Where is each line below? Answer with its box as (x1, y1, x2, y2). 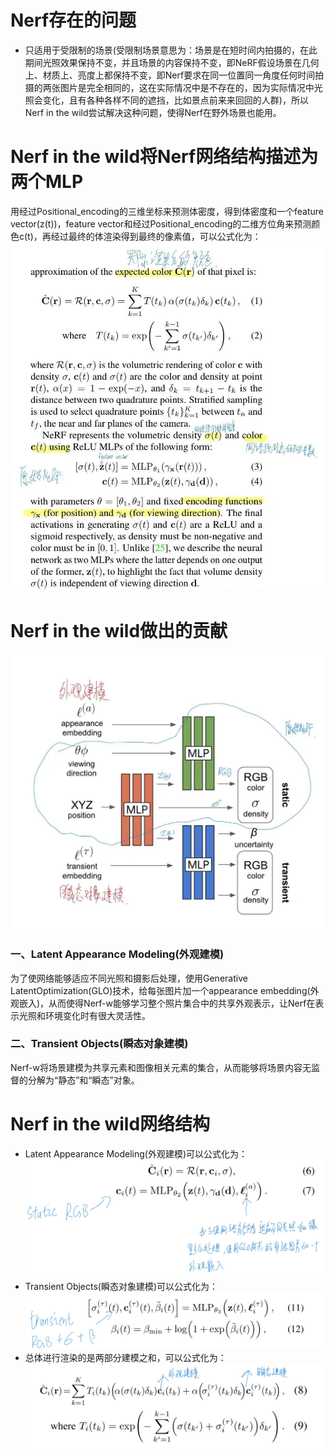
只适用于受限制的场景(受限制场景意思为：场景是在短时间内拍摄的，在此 (24, 44, 318, 56)
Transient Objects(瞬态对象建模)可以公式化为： (24, 1280, 219, 1292)
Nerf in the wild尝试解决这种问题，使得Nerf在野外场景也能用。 (24, 106, 282, 118)
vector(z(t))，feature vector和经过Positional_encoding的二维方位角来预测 (10, 217, 312, 230)
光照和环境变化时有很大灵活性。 (18, 1009, 151, 1021)
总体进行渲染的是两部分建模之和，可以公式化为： (24, 1351, 227, 1363)
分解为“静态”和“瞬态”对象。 (27, 1074, 140, 1086)
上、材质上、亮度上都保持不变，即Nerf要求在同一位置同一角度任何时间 (24, 69, 316, 81)
